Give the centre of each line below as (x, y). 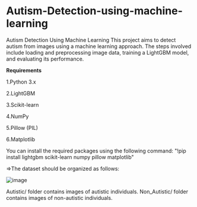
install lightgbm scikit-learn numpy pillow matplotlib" (70, 157)
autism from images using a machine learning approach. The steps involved (99, 46)
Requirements (24, 70)
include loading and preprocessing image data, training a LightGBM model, (98, 52)
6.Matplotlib (21, 139)
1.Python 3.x (21, 82)
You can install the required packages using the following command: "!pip (96, 151)
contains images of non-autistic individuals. (59, 198)
